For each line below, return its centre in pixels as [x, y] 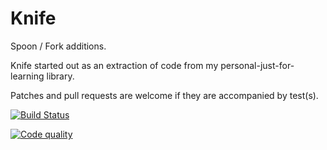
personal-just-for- [257, 65]
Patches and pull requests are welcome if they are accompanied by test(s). [164, 95]
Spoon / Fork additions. [58, 46]
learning [27, 76]
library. [60, 76]
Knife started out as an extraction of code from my [114, 65]
